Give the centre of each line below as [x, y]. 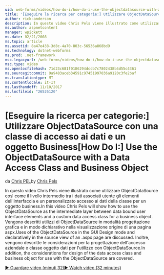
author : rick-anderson [28, 19]
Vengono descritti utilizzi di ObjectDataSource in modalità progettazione [78, 222]
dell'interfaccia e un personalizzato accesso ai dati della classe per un [76, 201]
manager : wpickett [24, 32]
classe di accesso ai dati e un [65, 136]
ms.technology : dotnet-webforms [38, 50]
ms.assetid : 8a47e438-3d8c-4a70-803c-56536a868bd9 [58, 46]
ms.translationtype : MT [29, 78]
